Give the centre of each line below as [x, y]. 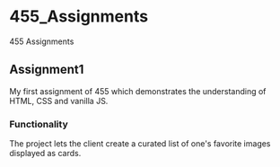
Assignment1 [47, 70]
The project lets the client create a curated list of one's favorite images [140, 144]
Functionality [39, 124]
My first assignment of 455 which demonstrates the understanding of [138, 91]
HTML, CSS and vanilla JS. [59, 101]
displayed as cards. [45, 154]
